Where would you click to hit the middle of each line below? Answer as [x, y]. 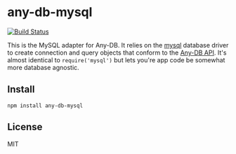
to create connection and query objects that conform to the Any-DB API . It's [117, 52]
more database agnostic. [43, 67]
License [25, 127]
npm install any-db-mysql [45, 106]
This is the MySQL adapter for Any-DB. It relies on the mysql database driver [118, 45]
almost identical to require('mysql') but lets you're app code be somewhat [116, 59]
